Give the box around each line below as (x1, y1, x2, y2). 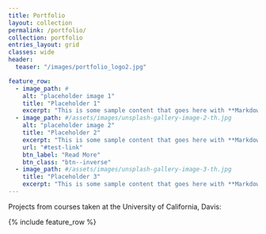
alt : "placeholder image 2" (22, 122, 115, 130)
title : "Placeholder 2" (22, 129, 101, 137)
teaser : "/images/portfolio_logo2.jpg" (15, 63, 147, 71)
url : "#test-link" (22, 143, 83, 151)
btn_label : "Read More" (22, 151, 101, 159)
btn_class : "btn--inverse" (22, 158, 112, 166)
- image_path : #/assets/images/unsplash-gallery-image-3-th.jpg (15, 165, 232, 174)
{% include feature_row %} (8, 217, 97, 226)
